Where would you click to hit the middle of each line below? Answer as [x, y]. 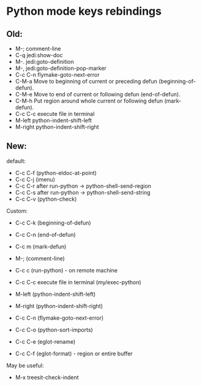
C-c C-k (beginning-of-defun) [53, 223]
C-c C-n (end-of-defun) [45, 234]
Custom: [17, 210]
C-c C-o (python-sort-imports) [54, 330]
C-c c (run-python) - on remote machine [66, 270]
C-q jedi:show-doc [39, 55]
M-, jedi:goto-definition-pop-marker [61, 68]
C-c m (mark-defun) [41, 246]
